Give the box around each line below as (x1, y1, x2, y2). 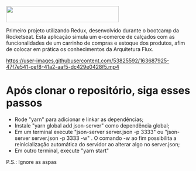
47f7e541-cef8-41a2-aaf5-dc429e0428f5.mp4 (6, 63, 120, 70)
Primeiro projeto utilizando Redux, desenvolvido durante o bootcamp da (6, 27, 180, 34)
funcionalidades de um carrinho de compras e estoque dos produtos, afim (6, 39, 185, 46)
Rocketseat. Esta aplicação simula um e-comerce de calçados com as (6, 33, 175, 40)
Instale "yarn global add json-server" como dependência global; (14, 122, 170, 129)
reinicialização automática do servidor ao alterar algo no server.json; (14, 140, 180, 147)
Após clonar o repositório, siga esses (6, 84, 191, 98)
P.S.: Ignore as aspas (6, 158, 57, 165)
